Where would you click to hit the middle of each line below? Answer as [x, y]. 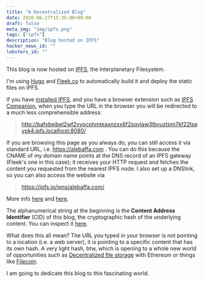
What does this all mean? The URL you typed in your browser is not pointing [102, 235]
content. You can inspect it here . [47, 223]
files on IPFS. [23, 87]
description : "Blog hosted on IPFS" [53, 40]
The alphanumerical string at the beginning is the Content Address [91, 210]
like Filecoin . [22, 261]
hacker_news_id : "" [31, 46]
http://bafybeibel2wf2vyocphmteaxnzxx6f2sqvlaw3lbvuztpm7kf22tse [109, 124]
